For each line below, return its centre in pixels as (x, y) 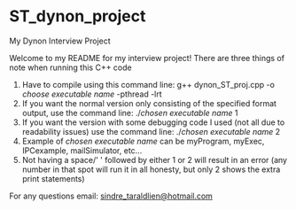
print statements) (54, 178)
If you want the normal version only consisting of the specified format (149, 103)
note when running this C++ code (70, 67)
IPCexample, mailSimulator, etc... (82, 150)
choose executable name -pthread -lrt (92, 94)
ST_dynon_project (78, 16)
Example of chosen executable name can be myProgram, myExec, (143, 141)
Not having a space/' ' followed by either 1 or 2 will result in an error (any (155, 159)
